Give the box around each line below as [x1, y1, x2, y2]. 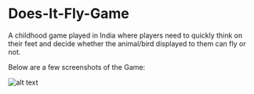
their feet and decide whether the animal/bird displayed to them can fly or [8, 38, 246, 48]
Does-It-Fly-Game [8, 5, 129, 23]
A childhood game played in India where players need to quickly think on [8, 31, 243, 40]
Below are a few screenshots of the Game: [8, 62, 146, 71]
